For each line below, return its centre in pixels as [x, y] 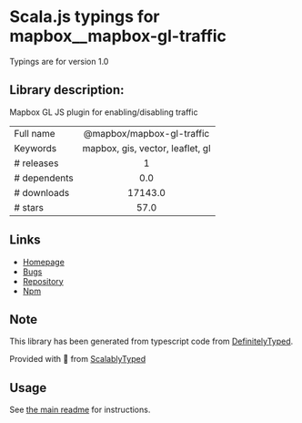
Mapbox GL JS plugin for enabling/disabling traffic [104, 112]
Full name [35, 133]
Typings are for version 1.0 [59, 61]
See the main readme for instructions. [80, 410]
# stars [29, 207]
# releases [36, 163]
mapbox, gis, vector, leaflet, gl [146, 148]
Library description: [67, 90]
